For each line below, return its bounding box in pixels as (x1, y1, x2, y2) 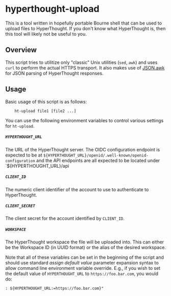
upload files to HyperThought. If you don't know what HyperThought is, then (5, 25, 166, 31)
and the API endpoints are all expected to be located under (36, 157, 160, 164)
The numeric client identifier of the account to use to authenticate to (5, 186, 149, 192)
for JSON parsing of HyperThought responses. (5, 70, 104, 76)
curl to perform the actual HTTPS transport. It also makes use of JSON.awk (5, 64, 165, 71)
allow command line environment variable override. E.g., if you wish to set (5, 265, 161, 271)
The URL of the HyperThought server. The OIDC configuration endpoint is (5, 146, 160, 152)
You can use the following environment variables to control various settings (5, 117, 164, 123)
